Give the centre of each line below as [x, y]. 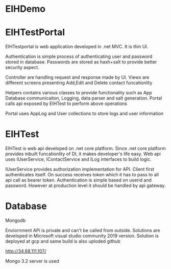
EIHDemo [26, 9]
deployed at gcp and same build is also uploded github [63, 241]
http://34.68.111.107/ [26, 251]
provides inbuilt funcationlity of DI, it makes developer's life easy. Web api [83, 154]
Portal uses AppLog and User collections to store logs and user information [84, 114]
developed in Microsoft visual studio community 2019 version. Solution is [82, 236]
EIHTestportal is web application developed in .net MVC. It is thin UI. [77, 47]
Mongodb [16, 220]
